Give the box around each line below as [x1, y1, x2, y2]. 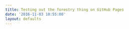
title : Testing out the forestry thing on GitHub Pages [5, 7, 124, 12]
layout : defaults [5, 16, 41, 21]
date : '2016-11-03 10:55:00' [5, 12, 66, 17]
